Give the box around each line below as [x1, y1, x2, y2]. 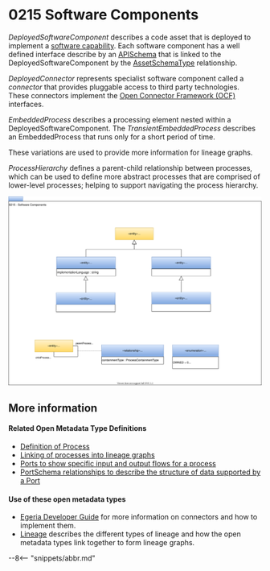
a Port [19, 476, 40, 486]
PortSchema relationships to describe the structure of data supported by [19, 467, 261, 477]
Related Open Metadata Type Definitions [8, 424, 147, 433]
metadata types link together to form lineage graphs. [19, 538, 195, 548]
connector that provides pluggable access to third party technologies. [8, 82, 239, 92]
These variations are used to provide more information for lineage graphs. [8, 147, 253, 157]
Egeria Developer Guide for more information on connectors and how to [19, 512, 258, 522]
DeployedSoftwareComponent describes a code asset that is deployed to [8, 32, 252, 42]
